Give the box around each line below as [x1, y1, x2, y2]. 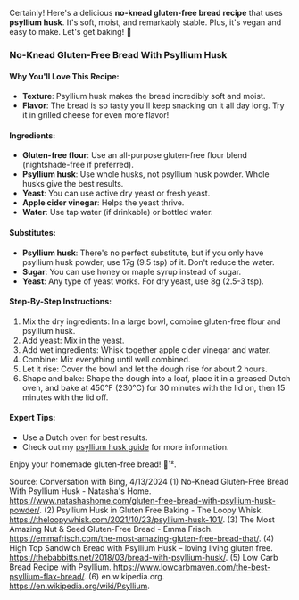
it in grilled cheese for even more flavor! [21, 110, 170, 121]
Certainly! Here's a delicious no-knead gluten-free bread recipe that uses [9, 8, 283, 18]
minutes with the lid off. [21, 392, 109, 403]
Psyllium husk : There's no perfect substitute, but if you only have [21, 247, 264, 258]
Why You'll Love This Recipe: [9, 71, 120, 81]
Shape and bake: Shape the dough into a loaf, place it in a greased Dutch [21, 372, 291, 383]
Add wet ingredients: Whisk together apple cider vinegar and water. [21, 344, 271, 355]
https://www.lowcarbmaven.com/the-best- [112, 562, 271, 572]
